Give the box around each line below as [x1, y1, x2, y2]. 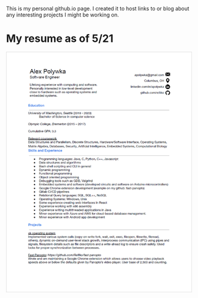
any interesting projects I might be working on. [6, 11, 119, 18]
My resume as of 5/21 [6, 32, 114, 45]
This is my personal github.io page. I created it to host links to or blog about [6, 5, 190, 12]
